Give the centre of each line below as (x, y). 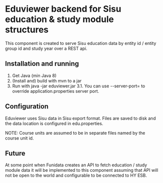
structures (27, 30)
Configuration (27, 107)
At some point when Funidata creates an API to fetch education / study (76, 165)
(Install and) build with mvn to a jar (47, 81)
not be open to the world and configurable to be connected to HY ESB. (76, 175)
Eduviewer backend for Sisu (63, 9)
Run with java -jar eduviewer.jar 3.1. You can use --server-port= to (79, 86)
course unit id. (20, 138)
